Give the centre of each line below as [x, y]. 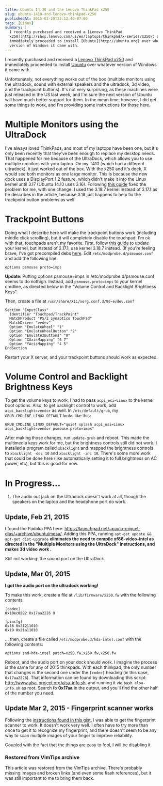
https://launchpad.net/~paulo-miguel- [103, 529]
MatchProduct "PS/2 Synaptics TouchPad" [51, 318]
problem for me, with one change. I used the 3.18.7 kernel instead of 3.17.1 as [81, 189]
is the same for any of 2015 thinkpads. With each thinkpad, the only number [81, 667]
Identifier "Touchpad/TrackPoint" [44, 314]
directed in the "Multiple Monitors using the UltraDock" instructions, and [80, 544]
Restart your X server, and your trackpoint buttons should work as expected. [81, 357]
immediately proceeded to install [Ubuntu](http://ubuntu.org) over [80, 41]
